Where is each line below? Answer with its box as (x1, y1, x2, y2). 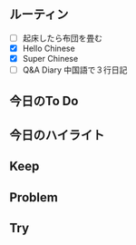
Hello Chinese (22, 43, 75, 54)
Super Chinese (22, 53, 79, 64)
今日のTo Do (9, 93, 79, 109)
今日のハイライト (9, 127, 105, 142)
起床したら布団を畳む (22, 33, 102, 44)
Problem (9, 190, 59, 205)
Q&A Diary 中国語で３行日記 (22, 64, 128, 75)
